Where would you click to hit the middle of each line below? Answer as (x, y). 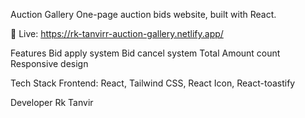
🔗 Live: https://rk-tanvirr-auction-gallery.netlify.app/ (117, 33)
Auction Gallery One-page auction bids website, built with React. (143, 14)
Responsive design (49, 63)
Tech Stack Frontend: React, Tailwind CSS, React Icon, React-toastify (153, 83)
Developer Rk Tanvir (52, 102)
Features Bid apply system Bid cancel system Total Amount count (145, 53)
